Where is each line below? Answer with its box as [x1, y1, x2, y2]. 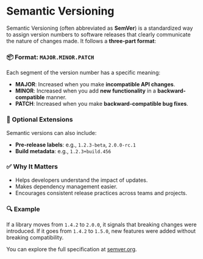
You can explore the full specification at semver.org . [6, 246, 137, 253]
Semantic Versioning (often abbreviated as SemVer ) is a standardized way [6, 24, 193, 32]
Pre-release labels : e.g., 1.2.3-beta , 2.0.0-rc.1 [15, 141, 136, 148]
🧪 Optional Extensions [6, 116, 73, 124]
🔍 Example [6, 205, 40, 213]
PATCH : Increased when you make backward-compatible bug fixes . [15, 100, 189, 108]
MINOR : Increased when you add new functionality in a [15, 87, 157, 95]
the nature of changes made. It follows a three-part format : [6, 37, 157, 44]
